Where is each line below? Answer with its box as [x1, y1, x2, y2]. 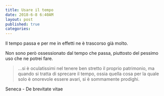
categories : [5, 26, 31, 31]
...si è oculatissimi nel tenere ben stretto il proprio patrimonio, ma [17, 66, 155, 72]
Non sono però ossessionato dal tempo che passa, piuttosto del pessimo [5, 50, 158, 56]
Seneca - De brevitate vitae [5, 86, 63, 92]
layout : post [5, 17, 33, 22]
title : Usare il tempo [5, 7, 54, 13]
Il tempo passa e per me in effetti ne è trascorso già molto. [5, 40, 129, 46]
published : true [5, 21, 40, 27]
